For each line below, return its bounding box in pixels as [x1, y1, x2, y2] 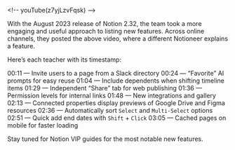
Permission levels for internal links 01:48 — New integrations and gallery [7, 91, 216, 100]
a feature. [7, 42, 35, 50]
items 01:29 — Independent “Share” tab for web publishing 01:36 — [7, 84, 202, 92]
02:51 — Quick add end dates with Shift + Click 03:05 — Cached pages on [7, 114, 227, 122]
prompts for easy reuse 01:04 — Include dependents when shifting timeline [7, 76, 224, 85]
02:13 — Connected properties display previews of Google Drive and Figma [7, 99, 226, 107]
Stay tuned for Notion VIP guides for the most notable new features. [7, 135, 203, 143]
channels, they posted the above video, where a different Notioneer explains [7, 34, 229, 43]
